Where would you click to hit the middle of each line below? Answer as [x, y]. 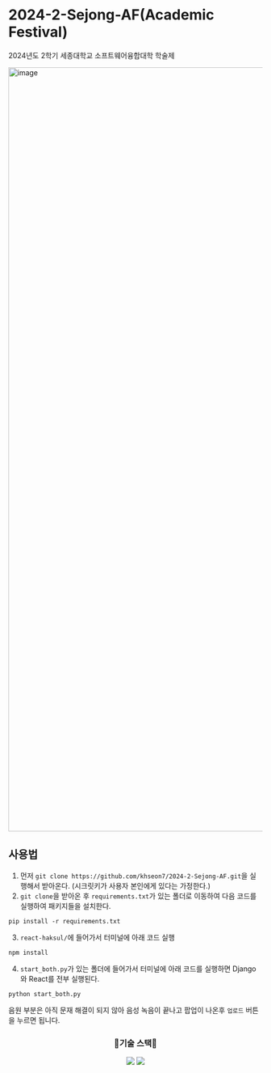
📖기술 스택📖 [135, 1043]
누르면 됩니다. [38, 1020]
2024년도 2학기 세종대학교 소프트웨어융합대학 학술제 [92, 55]
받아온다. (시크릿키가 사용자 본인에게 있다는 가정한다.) [126, 885]
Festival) [38, 32]
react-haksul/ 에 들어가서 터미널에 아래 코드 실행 [97, 937]
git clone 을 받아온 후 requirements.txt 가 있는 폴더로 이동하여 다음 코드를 [138, 896]
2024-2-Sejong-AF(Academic [112, 15]
